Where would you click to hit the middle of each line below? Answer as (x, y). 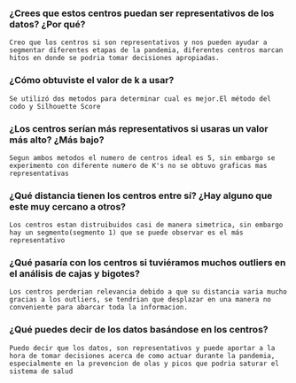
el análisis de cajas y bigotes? (74, 274)
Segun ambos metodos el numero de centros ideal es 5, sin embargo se (142, 157)
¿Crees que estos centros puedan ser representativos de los (142, 13)
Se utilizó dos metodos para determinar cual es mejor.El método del (140, 99)
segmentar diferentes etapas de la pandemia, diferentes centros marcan (146, 50)
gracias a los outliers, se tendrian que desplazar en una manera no (140, 300)
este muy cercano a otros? (68, 206)
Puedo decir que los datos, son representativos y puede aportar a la (142, 348)
